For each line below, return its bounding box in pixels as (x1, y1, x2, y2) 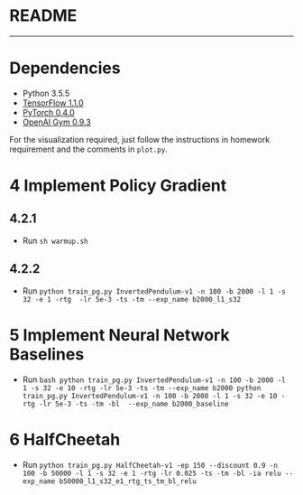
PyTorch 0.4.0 (22, 107, 75, 117)
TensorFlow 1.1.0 (22, 97, 84, 108)
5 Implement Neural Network (9, 324, 230, 345)
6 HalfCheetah (9, 429, 121, 450)
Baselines (9, 344, 85, 364)
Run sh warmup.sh (22, 235, 88, 246)
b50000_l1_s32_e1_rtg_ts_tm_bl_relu (59, 476, 197, 486)
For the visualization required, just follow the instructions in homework (9, 134, 271, 145)
